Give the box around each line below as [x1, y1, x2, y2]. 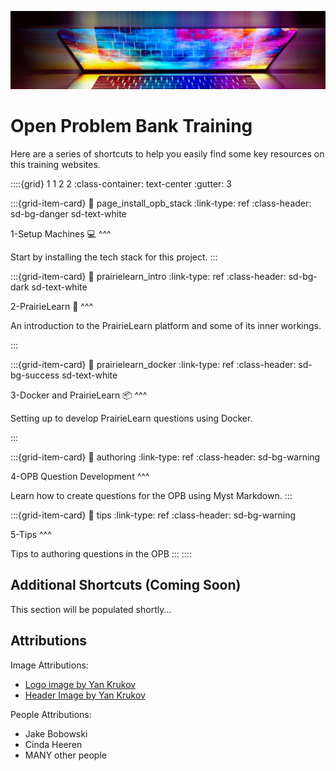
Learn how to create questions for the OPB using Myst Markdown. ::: [10, 489, 293, 501]
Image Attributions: [10, 659, 89, 671]
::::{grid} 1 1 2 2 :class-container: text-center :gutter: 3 [10, 177, 232, 190]
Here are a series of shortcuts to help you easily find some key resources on [10, 147, 325, 160]
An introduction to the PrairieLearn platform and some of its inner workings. [10, 319, 322, 331]
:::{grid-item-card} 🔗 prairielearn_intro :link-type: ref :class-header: [10, 270, 287, 282]
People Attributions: [10, 708, 92, 720]
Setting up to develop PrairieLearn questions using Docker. [10, 412, 253, 424]
